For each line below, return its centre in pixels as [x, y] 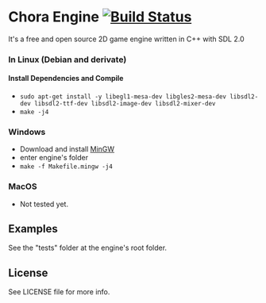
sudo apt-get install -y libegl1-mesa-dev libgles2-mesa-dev [123, 97]
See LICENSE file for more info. [59, 292]
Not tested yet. [44, 204]
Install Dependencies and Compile [66, 79]
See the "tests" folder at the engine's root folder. [88, 248]
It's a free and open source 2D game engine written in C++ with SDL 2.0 [126, 39]
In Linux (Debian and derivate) [67, 59]
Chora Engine [54, 17]
